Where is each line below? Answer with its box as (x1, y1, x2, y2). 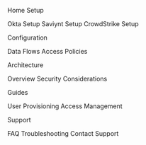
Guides (7, 88, 28, 96)
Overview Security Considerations (7, 74, 108, 83)
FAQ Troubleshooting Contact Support (7, 129, 119, 137)
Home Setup (7, 6, 44, 14)
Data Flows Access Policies (7, 47, 88, 55)
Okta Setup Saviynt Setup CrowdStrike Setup (7, 20, 140, 28)
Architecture (7, 61, 44, 69)
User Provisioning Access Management (7, 102, 123, 110)
